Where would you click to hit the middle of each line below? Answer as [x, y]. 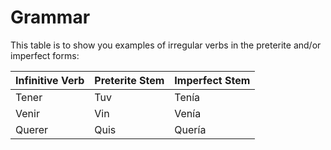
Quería [190, 129]
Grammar [50, 17]
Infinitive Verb [50, 80]
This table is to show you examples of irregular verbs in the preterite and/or [166, 45]
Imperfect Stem [212, 80]
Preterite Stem [129, 80]
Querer [32, 129]
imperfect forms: [45, 55]
